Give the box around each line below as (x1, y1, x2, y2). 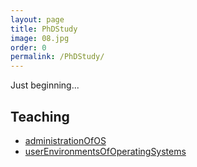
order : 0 (10, 42, 47, 53)
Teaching (10, 108, 70, 125)
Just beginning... (10, 79, 80, 91)
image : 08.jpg (10, 33, 70, 43)
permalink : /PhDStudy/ (10, 52, 105, 62)
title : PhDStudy (10, 24, 78, 34)
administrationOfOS (24, 134, 107, 146)
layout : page (10, 14, 65, 25)
